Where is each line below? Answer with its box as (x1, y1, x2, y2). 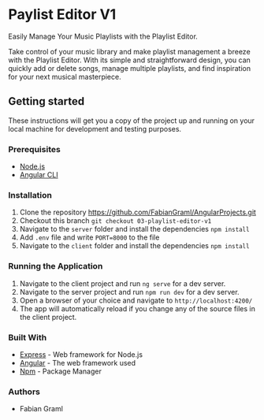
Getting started (8, 95, 85, 108)
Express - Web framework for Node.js (19, 349, 143, 359)
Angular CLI (19, 170, 58, 180)
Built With (8, 332, 47, 343)
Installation (8, 189, 53, 200)
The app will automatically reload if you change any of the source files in (19, 303, 256, 313)
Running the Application (8, 261, 103, 272)
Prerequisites (8, 143, 61, 154)
